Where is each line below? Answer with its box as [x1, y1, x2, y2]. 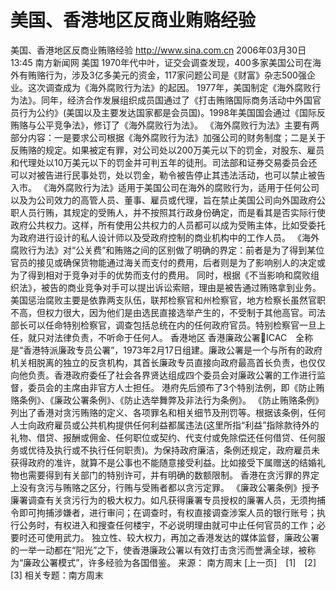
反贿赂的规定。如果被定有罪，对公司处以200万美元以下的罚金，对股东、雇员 [10, 144, 325, 156]
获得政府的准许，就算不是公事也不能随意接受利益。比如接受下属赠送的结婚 [10, 456, 317, 468]
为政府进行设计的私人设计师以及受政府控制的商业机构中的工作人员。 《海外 [10, 231, 320, 243]
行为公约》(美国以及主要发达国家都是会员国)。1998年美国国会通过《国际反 [18, 106, 326, 118]
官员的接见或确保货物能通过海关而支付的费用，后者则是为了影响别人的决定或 [10, 256, 326, 268]
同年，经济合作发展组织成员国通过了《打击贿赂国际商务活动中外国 [40, 94, 313, 106]
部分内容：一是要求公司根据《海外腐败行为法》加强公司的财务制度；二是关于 [10, 131, 326, 143]
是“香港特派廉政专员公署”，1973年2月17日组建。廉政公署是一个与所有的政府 [10, 344, 323, 356]
